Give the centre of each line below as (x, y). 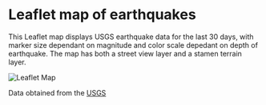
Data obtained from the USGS (57, 92)
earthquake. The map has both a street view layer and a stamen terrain (125, 53)
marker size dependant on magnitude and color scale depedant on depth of (133, 45)
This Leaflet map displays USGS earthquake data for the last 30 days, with (131, 37)
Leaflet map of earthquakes (102, 15)
